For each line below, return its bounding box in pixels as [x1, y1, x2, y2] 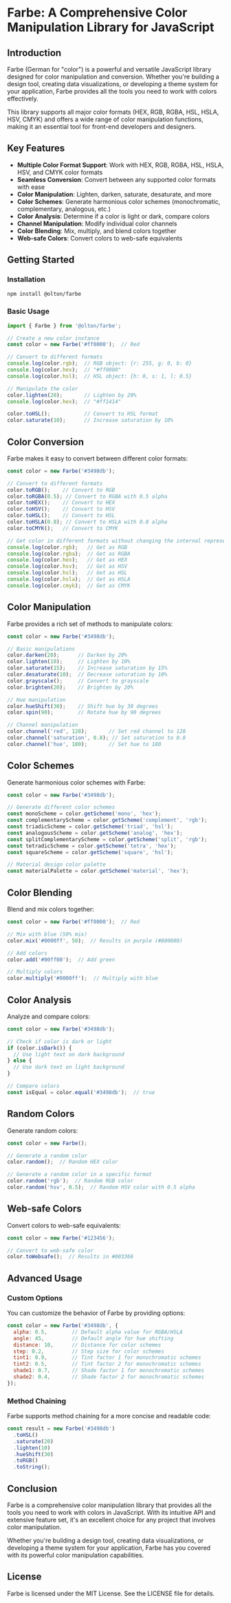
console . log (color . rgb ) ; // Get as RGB [7, 543, 128, 551]
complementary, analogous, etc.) [16, 205, 111, 213]
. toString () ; [13, 1464, 51, 1471]
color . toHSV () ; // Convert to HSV [7, 505, 115, 513]
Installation [7, 274, 46, 284]
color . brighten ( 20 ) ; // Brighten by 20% [7, 684, 134, 691]
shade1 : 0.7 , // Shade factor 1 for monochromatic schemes [13, 1367, 205, 1374]
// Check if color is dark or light [7, 1038, 112, 1045]
